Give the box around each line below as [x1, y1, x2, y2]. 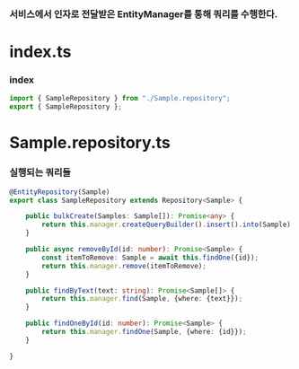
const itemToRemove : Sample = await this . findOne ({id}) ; [41, 253, 259, 262]
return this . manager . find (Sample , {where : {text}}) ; [41, 294, 243, 303]
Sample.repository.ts [9, 133, 171, 154]
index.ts [9, 42, 72, 62]
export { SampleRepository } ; [9, 102, 123, 111]
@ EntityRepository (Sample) [9, 187, 110, 197]
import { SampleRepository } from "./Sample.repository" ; [9, 94, 231, 103]
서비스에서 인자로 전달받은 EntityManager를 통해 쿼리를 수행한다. [9, 7, 278, 20]
